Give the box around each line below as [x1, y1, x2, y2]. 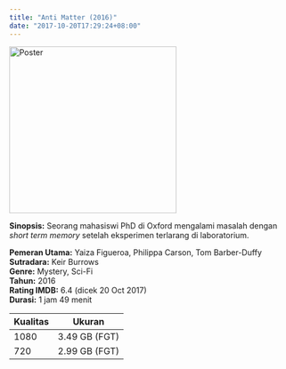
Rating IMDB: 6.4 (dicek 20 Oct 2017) [9, 285, 147, 295]
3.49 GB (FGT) [57, 330, 120, 342]
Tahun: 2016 [9, 275, 56, 285]
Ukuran [72, 315, 105, 327]
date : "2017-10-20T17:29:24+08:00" [9, 21, 142, 30]
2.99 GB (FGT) [57, 344, 120, 357]
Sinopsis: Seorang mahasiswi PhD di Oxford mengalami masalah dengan [9, 220, 278, 231]
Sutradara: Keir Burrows [9, 256, 100, 267]
